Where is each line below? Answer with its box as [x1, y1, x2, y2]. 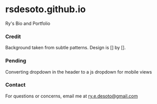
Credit [5, 33, 21, 40]
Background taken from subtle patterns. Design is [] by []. [5, 45, 126, 51]
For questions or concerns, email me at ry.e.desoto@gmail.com [5, 93, 138, 99]
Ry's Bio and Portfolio [5, 20, 51, 26]
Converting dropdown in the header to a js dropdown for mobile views [5, 68, 152, 75]
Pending [5, 57, 26, 64]
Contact [5, 81, 26, 88]
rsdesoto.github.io [5, 4, 86, 15]
